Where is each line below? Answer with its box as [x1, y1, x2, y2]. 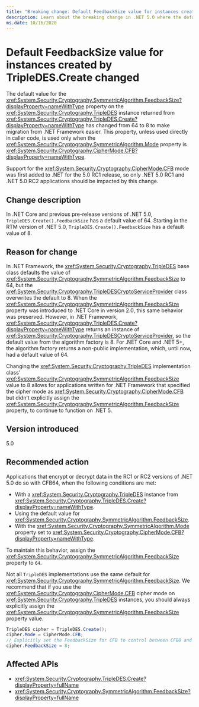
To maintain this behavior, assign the [6, 546, 96, 554]
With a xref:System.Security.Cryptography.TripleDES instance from [14, 491, 179, 498]
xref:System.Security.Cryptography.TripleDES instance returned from [6, 109, 175, 117]
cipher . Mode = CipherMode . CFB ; [6, 631, 84, 638]
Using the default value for [14, 510, 80, 517]
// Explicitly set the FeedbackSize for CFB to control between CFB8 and [6, 637, 192, 643]
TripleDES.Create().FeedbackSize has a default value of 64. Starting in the [6, 217, 188, 224]
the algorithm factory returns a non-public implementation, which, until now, [6, 344, 192, 351]
